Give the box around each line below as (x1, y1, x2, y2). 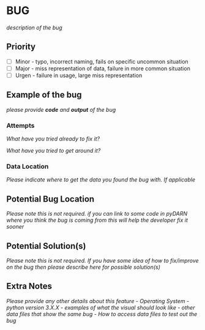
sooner (6, 223, 24, 230)
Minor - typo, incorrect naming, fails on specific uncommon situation (15, 57, 188, 65)
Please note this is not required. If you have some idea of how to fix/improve (6, 257, 199, 264)
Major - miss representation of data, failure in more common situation (15, 65, 191, 72)
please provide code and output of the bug (6, 106, 116, 113)
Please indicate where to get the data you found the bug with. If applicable (6, 176, 196, 183)
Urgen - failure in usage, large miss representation (15, 71, 143, 79)
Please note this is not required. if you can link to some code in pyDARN (6, 210, 188, 218)
